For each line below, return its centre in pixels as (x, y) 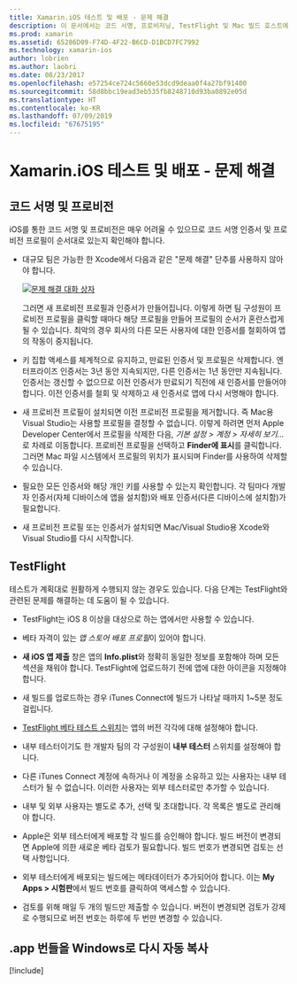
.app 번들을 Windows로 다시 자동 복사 (109, 949)
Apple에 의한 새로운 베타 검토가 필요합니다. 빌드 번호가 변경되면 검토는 (153, 847)
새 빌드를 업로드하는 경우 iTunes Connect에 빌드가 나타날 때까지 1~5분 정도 (152, 697)
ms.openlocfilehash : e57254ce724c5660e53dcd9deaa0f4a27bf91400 (128, 83)
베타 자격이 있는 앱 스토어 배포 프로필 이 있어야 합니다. (114, 638)
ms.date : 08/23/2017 (47, 75)
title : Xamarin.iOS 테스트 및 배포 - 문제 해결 (89, 17)
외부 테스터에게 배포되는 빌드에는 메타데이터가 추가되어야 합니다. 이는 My (148, 877)
